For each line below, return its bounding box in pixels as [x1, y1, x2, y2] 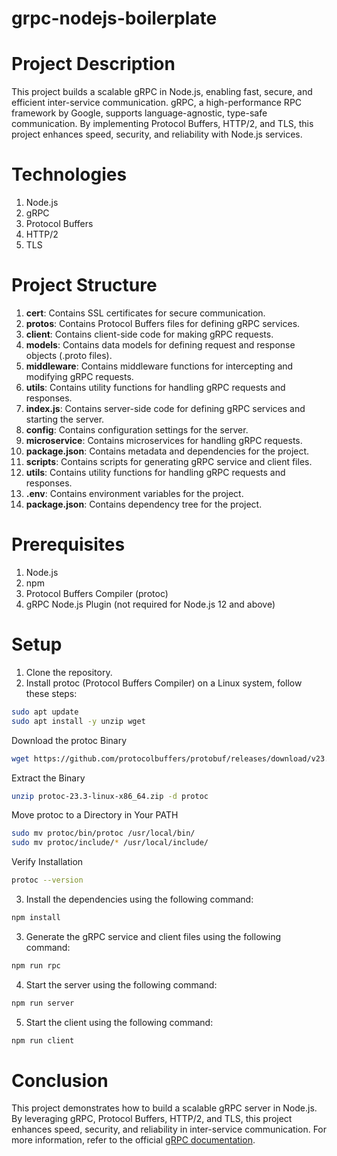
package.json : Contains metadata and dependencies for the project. [25, 445, 310, 457]
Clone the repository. [25, 666, 113, 678]
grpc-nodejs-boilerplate [11, 7, 218, 30]
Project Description [11, 53, 176, 76]
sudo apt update [11, 707, 79, 717]
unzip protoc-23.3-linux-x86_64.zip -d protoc [11, 791, 209, 801]
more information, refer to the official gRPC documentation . [11, 1134, 256, 1146]
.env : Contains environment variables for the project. [25, 488, 244, 499]
